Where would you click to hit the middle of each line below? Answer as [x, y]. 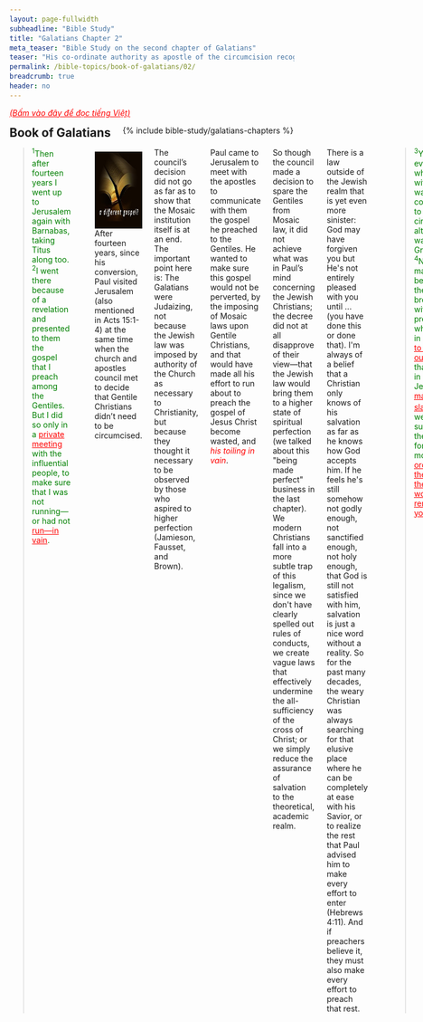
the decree [293, 316]
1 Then [42, 153]
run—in [45, 530]
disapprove [293, 345]
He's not [343, 268]
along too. [50, 260]
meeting [47, 444]
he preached [234, 229]
